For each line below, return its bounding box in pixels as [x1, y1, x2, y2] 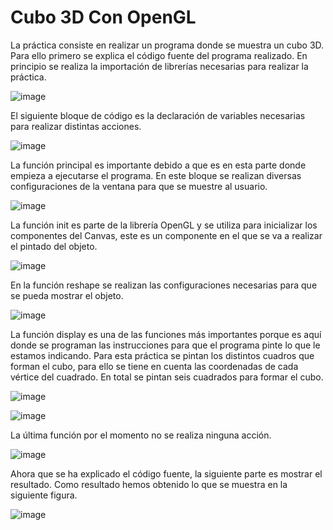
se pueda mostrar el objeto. [10, 289, 124, 301]
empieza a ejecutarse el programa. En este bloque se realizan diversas [10, 169, 302, 181]
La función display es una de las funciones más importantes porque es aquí [10, 328, 322, 340]
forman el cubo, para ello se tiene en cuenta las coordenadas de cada [10, 360, 299, 372]
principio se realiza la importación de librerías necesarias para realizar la [10, 60, 309, 72]
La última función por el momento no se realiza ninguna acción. [10, 429, 272, 441]
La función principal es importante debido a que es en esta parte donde [10, 159, 307, 171]
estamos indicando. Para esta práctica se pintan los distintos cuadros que [10, 349, 315, 361]
